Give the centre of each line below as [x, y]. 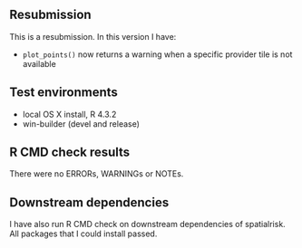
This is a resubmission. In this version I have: [93, 36]
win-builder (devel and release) [81, 124]
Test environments [63, 93]
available [39, 63]
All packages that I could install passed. [83, 234]
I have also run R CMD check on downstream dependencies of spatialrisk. [147, 224]
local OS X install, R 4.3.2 [69, 114]
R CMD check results [70, 153]
